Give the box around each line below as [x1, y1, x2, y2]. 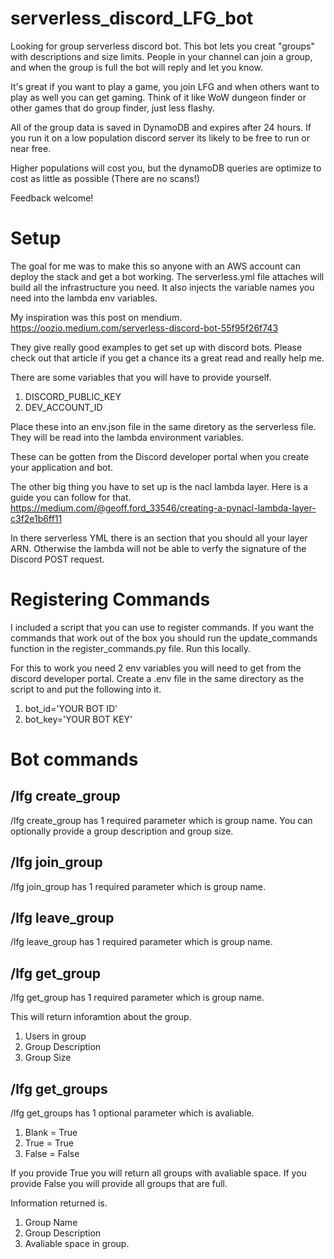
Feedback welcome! [10, 192, 94, 204]
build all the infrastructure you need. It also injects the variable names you [10, 281, 315, 293]
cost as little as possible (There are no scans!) [10, 172, 200, 184]
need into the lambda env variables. [10, 292, 158, 304]
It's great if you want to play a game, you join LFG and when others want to [10, 80, 320, 92]
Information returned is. [10, 1197, 108, 1209]
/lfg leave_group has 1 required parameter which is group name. [10, 936, 273, 948]
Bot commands [10, 748, 139, 771]
